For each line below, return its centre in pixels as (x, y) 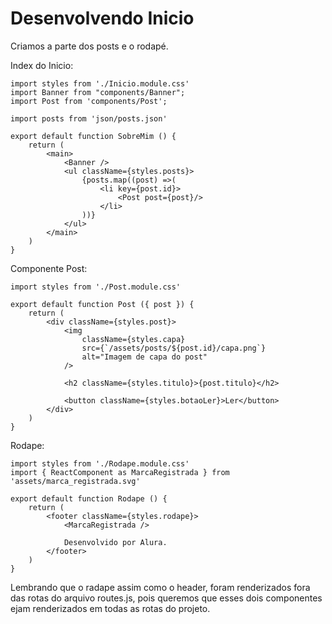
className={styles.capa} (133, 339)
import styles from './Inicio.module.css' (100, 83)
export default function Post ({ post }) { (102, 304)
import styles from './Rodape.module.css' (100, 463)
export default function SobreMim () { (93, 136)
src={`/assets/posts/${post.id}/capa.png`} (174, 348)
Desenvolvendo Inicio (102, 18)
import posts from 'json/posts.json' (89, 118)
